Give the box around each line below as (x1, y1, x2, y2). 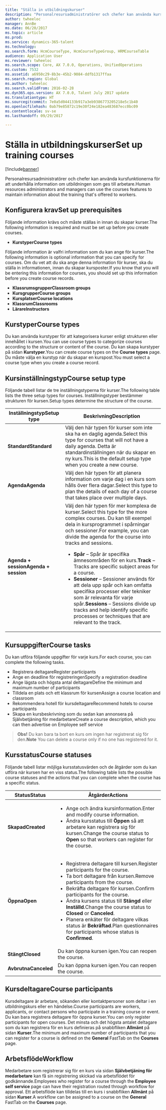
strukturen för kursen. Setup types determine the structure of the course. (5, 398, 153, 404)
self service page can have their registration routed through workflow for (5, 1084, 155, 1090)
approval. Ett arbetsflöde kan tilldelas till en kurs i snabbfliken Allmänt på (5, 1089, 154, 1095)
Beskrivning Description (83, 413, 141, 420)
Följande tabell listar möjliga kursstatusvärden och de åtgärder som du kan (5, 764, 157, 770)
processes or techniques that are (73, 613, 151, 620)
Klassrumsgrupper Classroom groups (12, 285, 91, 291)
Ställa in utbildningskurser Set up (5, 139, 143, 150)
